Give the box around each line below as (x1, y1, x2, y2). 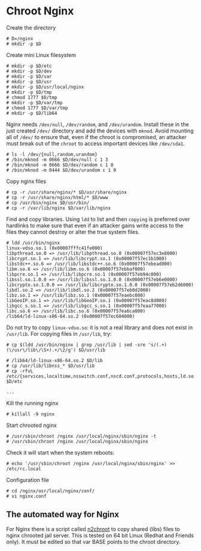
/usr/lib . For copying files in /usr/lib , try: (6, 330, 112, 337)
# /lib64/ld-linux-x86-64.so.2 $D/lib (6, 357, 103, 363)
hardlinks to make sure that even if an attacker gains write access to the (6, 222, 184, 229)
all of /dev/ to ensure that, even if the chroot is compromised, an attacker (6, 133, 187, 140)
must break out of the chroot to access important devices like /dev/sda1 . (6, 140, 185, 147)
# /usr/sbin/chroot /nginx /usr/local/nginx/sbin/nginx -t (6, 433, 157, 439)
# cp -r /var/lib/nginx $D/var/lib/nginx (6, 205, 111, 211)
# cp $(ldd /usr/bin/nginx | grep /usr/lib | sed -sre (6, 342, 146, 348)
